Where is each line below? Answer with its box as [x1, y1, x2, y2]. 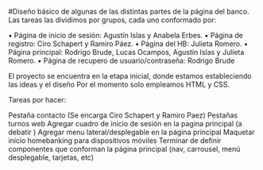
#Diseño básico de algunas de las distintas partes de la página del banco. [8, 7, 249, 16]
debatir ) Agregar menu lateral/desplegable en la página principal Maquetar [8, 127, 256, 137]
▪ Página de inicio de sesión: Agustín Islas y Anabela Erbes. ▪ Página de [8, 31, 244, 40]
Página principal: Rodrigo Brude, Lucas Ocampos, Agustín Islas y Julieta [8, 48, 245, 56]
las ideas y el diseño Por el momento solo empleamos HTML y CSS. [8, 79, 230, 89]
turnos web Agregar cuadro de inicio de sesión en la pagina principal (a [8, 119, 242, 128]
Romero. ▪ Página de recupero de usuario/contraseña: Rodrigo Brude [8, 56, 235, 65]
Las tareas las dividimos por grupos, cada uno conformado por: [8, 15, 217, 25]
